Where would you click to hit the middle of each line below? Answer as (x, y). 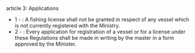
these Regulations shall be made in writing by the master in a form (94, 38)
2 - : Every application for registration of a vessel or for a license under (100, 32)
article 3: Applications (32, 8)
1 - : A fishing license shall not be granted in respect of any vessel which (102, 19)
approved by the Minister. (45, 44)
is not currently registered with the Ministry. (67, 26)
